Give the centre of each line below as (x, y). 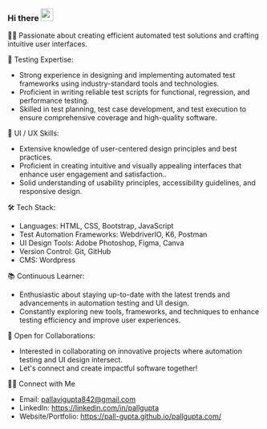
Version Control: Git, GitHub (65, 252)
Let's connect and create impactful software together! (108, 368)
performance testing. (54, 101)
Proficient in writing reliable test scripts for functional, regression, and (134, 92)
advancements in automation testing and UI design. (104, 303)
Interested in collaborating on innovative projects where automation (130, 351)
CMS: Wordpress (47, 260)
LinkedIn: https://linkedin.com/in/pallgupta (89, 408)
